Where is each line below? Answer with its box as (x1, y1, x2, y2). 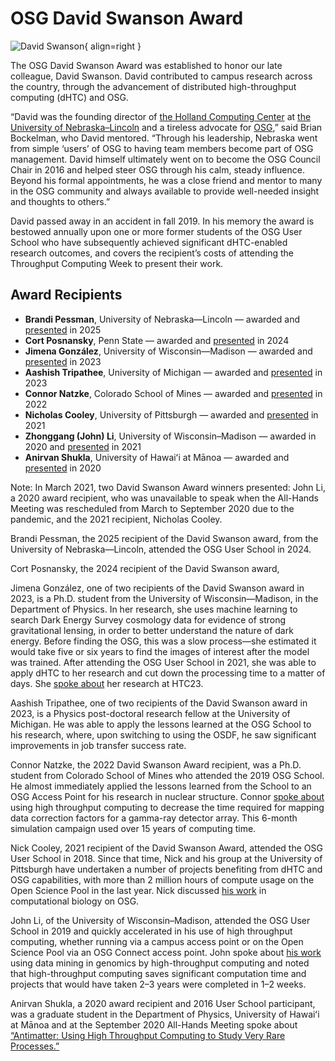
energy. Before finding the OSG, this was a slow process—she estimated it (10, 635, 317, 647)
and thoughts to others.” (10, 195, 111, 207)
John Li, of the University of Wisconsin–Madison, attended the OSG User (10, 914, 311, 926)
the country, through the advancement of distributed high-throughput (10, 80, 297, 92)
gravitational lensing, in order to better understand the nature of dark (10, 624, 294, 636)
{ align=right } (84, 40, 142, 52)
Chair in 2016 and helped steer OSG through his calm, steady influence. (10, 163, 305, 176)
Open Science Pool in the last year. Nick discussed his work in (10, 884, 267, 896)
